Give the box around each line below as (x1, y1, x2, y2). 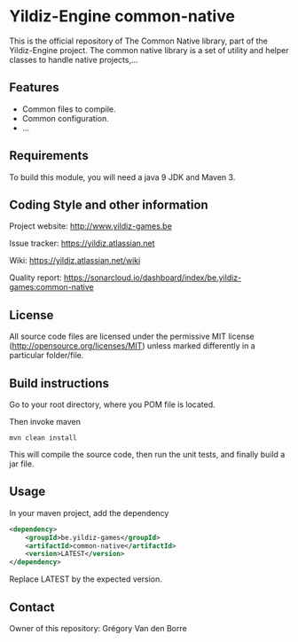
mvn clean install (9, 434, 77, 442)
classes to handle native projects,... (9, 54, 139, 65)
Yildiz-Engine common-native (9, 6, 235, 27)
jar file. (9, 458, 35, 469)
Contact (9, 599, 55, 615)
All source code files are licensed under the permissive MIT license (9, 331, 255, 342)
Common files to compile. (21, 104, 116, 114)
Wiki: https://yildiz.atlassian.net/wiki (9, 255, 141, 266)
